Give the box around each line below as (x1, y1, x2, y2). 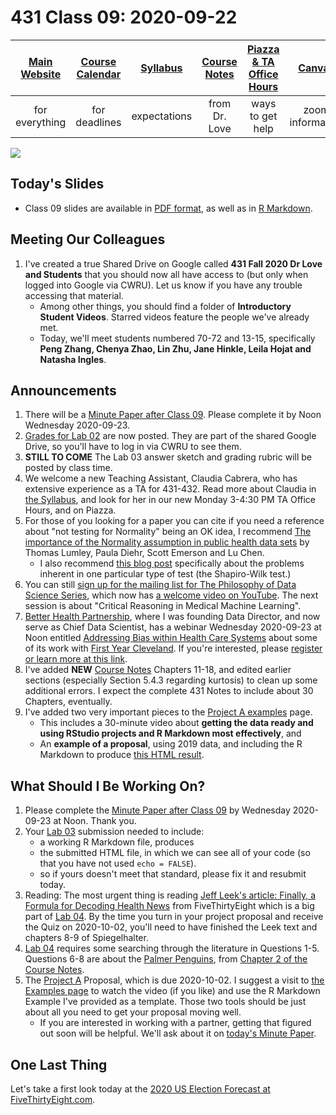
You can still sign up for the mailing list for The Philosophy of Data (24, 579, 297, 591)
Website (20, 67, 62, 81)
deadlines (75, 115, 122, 129)
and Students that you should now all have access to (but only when (24, 268, 309, 280)
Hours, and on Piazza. (24, 504, 117, 516)
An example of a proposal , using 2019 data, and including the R (39, 738, 303, 750)
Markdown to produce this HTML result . (39, 749, 205, 761)
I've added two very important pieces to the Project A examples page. (24, 706, 313, 718)
